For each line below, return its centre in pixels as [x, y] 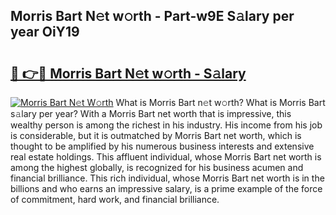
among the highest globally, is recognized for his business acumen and [157, 167]
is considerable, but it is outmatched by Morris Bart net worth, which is [156, 135]
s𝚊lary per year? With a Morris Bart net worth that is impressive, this [151, 113]
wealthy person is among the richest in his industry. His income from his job [166, 125]
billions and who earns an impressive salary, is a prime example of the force [166, 188]
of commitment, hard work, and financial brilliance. [115, 199]
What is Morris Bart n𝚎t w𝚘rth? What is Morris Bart [220, 102]
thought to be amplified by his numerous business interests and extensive [162, 146]
